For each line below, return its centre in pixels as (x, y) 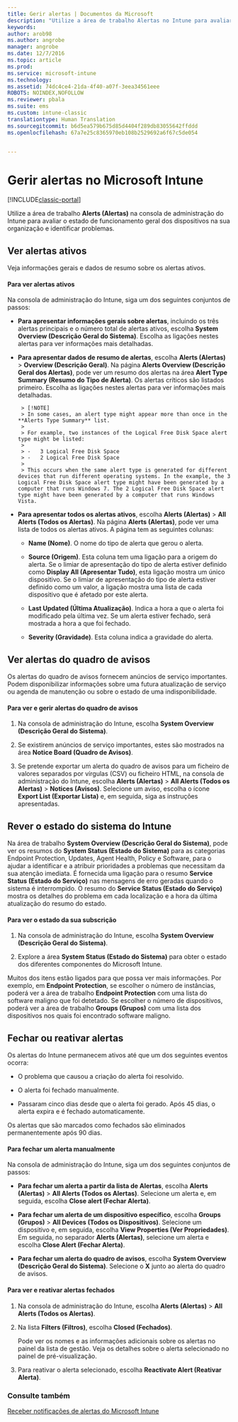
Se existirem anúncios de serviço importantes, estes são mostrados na (121, 745)
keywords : (22, 27)
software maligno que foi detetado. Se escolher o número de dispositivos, (115, 1001)
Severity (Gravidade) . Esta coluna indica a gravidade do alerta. (121, 637)
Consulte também (39, 1396)
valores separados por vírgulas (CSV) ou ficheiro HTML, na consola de (121, 774)
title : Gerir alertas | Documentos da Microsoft (80, 14)
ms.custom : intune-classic (47, 113)
